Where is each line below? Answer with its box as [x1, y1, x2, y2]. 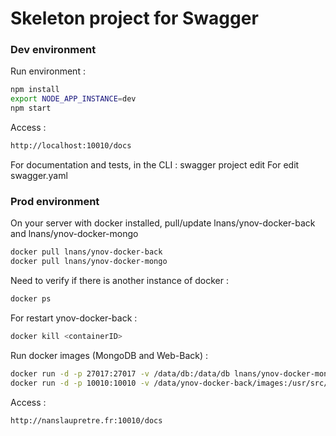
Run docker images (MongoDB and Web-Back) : [10, 349, 209, 361]
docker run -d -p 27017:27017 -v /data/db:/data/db [10, 368, 230, 379]
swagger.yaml [10, 169, 68, 181]
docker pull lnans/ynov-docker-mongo [10, 257, 168, 267]
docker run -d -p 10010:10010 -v [10, 378, 150, 388]
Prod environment [10, 194, 100, 208]
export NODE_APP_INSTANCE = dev [10, 94, 137, 104]
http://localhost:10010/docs [10, 141, 132, 151]
